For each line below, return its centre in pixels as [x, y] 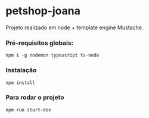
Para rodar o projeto [35, 98]
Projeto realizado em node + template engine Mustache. [74, 27]
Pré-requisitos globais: [40, 43]
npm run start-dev [28, 110]
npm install [20, 83]
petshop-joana [43, 11]
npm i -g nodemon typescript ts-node [52, 55]
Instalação [21, 70]
